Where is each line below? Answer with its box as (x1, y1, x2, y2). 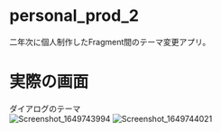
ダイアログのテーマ (9, 103, 81, 114)
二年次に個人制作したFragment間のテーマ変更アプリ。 (9, 36, 211, 47)
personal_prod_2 (9, 5, 140, 26)
